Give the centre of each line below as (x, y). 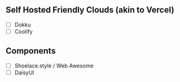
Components (31, 51)
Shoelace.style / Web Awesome (54, 66)
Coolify (23, 31)
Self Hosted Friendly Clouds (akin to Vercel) (90, 10)
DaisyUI (24, 72)
